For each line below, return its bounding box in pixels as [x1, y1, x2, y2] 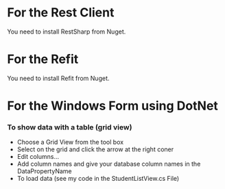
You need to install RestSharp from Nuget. [7, 27, 126, 36]
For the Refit [7, 51, 79, 67]
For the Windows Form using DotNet [7, 98, 218, 114]
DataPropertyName [16, 167, 72, 175]
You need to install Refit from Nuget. [7, 74, 110, 82]
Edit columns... [16, 153, 60, 161]
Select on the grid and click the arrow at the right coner [16, 145, 174, 153]
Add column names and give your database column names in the [16, 160, 201, 168]
